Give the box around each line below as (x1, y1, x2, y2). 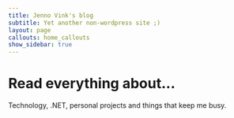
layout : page (8, 26, 51, 34)
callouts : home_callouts (8, 33, 90, 42)
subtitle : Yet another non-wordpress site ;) (8, 19, 160, 27)
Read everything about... (8, 75, 175, 93)
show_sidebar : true (8, 41, 73, 49)
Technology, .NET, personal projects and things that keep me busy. (8, 101, 227, 110)
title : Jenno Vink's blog (8, 11, 93, 20)
